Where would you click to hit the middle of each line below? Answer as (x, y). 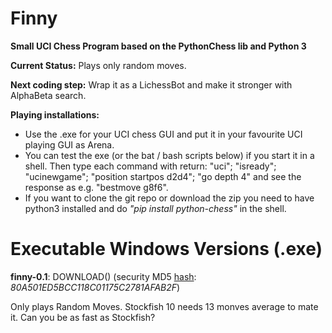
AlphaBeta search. (48, 95)
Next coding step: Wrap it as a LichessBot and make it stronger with (151, 84)
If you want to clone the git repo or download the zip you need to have (169, 198)
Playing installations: (55, 114)
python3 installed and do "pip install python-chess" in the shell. (155, 208)
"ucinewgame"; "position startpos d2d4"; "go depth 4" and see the (163, 176)
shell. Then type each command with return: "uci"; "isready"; (150, 166)
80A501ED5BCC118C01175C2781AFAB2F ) (95, 287)
